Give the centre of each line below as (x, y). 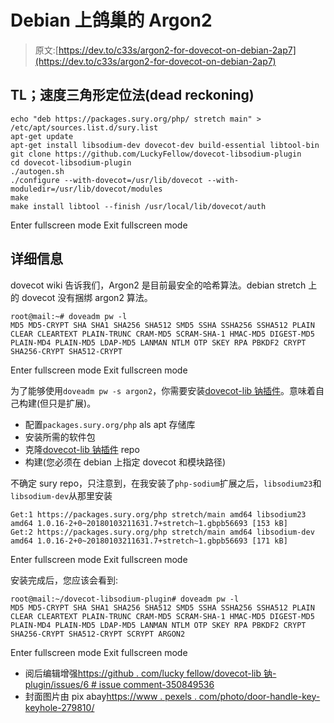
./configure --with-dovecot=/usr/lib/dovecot (106, 180)
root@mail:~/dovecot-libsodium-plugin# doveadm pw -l (125, 599)
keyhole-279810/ (59, 707)
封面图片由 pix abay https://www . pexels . (110, 696)
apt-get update (42, 136)
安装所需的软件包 (60, 437)
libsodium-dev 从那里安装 (61, 495)
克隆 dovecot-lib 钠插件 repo (82, 449)
